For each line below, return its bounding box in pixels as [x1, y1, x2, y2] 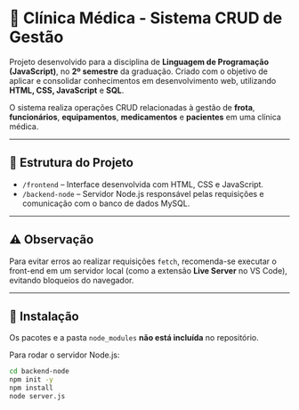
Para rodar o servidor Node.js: [9, 349, 120, 360]
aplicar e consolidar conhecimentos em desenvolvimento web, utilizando [9, 75, 277, 86]
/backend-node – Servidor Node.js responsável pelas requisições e [21, 188, 264, 199]
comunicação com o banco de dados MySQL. [21, 198, 190, 209]
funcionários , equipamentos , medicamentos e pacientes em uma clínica [9, 111, 282, 122]
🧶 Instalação [9, 308, 79, 324]
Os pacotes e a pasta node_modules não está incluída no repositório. [9, 332, 260, 343]
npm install [9, 383, 53, 393]
